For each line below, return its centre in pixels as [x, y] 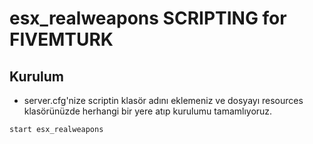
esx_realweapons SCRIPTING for [148, 18]
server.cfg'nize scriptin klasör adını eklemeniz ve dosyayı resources [163, 100]
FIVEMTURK [61, 39]
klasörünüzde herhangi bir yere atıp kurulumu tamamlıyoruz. [148, 111]
